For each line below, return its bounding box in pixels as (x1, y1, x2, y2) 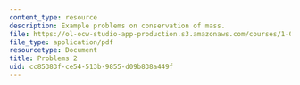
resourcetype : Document (9, 46, 98, 55)
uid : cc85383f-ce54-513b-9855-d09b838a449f (9, 63, 174, 72)
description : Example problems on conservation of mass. (9, 21, 226, 30)
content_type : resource (9, 12, 98, 22)
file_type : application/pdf (9, 37, 114, 47)
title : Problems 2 (9, 54, 78, 63)
